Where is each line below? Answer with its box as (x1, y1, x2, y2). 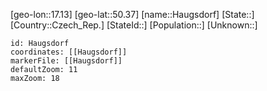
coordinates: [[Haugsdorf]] (10, 47, 128, 57)
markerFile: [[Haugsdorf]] (10, 56, 123, 66)
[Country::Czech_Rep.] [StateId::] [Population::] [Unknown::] (10, 19, 258, 31)
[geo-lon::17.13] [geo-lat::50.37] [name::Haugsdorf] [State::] (10, 9, 255, 20)
